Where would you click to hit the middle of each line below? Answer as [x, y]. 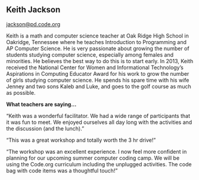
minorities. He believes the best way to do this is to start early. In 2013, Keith [100, 61]
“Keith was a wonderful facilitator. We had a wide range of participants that [98, 116]
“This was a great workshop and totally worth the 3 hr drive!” [81, 140]
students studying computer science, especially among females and [90, 55]
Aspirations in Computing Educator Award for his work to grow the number [98, 73]
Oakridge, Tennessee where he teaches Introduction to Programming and [96, 42]
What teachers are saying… [41, 104]
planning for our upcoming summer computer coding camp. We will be [93, 158]
